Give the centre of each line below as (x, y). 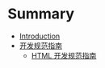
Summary (41, 14)
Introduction (40, 36)
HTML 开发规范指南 (64, 55)
